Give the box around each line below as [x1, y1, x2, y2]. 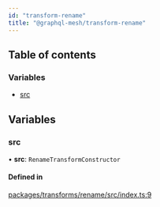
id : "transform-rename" [8, 11, 87, 20]
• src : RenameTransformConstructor [8, 154, 121, 164]
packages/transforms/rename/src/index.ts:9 [8, 190, 152, 200]
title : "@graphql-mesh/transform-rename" [8, 19, 147, 27]
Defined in [8, 172, 43, 182]
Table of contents [8, 48, 96, 62]
